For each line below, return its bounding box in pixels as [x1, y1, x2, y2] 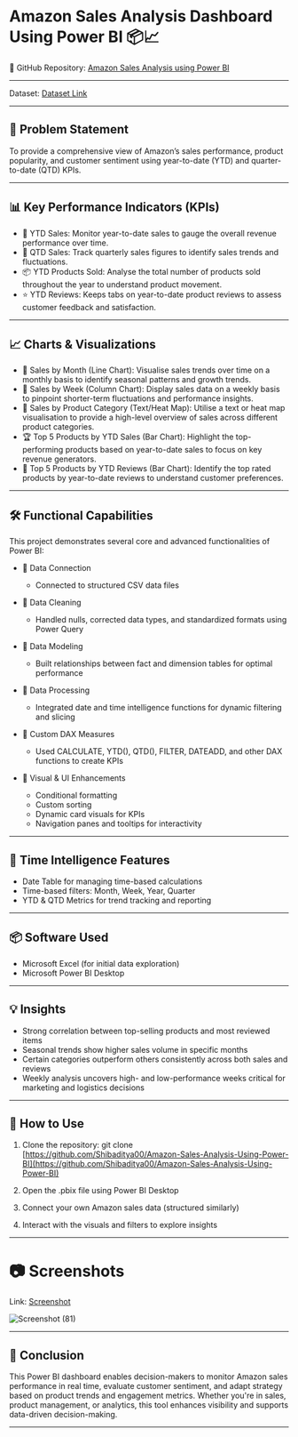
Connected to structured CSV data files [35, 580, 180, 590]
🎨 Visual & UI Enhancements [21, 773, 126, 783]
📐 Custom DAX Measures [21, 729, 115, 740]
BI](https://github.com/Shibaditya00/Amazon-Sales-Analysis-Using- [21, 1159, 273, 1169]
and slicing [35, 711, 75, 722]
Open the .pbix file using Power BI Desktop [21, 1185, 179, 1196]
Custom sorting [35, 799, 92, 810]
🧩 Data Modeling [21, 641, 83, 652]
